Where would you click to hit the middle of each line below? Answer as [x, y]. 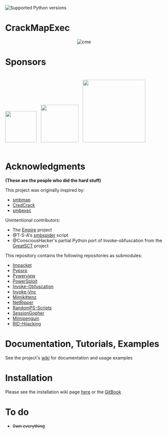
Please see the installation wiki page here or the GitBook [63, 392]
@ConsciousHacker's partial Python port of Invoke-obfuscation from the [87, 240]
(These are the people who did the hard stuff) [53, 180]
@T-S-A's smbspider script [40, 235]
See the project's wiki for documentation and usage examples [69, 357]
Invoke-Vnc [24, 292]
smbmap [21, 200]
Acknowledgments [45, 166]
